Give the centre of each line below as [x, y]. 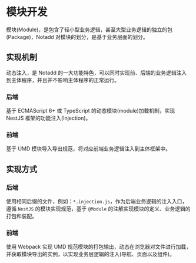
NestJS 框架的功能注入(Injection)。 [49, 118]
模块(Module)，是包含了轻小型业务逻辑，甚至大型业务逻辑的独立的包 [89, 29]
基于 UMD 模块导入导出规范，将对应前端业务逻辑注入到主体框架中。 [89, 149]
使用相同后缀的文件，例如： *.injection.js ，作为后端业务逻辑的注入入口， [97, 202]
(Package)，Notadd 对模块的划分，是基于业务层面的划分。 [77, 37]
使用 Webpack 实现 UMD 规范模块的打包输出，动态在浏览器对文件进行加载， [99, 247]
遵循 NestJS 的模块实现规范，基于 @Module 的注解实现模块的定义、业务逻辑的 [98, 209]
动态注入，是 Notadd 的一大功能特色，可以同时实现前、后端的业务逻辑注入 [97, 73]
